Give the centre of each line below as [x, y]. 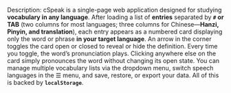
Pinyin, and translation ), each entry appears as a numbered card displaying [115, 31]
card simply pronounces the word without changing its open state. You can [113, 61]
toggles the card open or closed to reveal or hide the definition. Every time [112, 46]
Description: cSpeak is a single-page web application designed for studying [114, 10]
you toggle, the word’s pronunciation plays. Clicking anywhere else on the [112, 53]
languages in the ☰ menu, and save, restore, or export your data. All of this [113, 75]
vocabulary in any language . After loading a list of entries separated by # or [115, 17]
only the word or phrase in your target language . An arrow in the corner [109, 39]
